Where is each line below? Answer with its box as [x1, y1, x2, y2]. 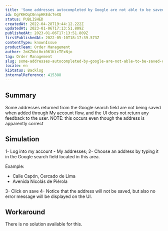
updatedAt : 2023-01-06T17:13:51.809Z [5, 26, 84, 31]
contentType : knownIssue [5, 40, 57, 45]
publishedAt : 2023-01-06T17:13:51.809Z [5, 31, 88, 36]
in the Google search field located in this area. [5, 153, 100, 159]
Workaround [5, 207, 45, 216]
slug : [5, 59, 16, 64]
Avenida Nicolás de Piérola [12, 178, 68, 184]
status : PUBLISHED [5, 17, 43, 22]
